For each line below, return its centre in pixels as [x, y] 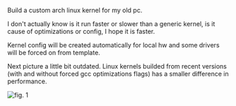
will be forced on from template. [54, 53]
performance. [27, 81]
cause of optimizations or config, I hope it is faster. [81, 31]
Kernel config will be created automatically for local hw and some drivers [114, 45]
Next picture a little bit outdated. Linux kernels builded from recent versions [117, 66]
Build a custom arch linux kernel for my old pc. [75, 10]
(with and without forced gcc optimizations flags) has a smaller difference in [118, 74]
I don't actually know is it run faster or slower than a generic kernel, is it [111, 24]
